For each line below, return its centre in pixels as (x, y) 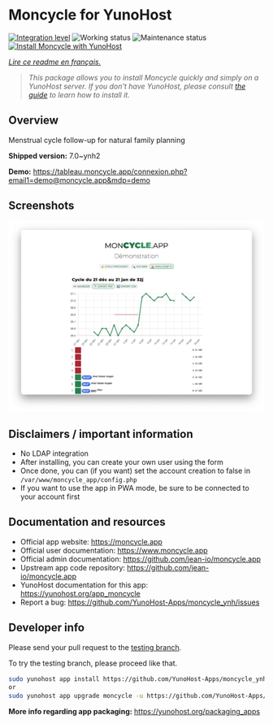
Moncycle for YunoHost (90, 15)
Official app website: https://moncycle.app (91, 541)
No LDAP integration (54, 453)
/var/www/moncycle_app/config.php (78, 480)
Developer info (47, 628)
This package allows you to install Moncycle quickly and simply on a (143, 77)
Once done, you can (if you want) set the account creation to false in (135, 470)
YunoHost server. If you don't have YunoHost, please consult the (137, 86)
